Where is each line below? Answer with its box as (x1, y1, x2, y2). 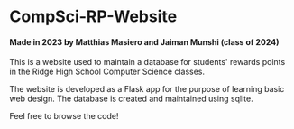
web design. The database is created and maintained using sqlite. (9, 93, 254, 105)
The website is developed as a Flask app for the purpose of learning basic (9, 84, 285, 95)
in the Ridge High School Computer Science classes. (9, 66, 206, 78)
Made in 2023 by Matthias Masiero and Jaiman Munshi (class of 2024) (9, 36, 280, 47)
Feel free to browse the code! (9, 111, 119, 122)
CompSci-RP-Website (9, 6, 178, 27)
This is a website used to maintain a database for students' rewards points (9, 57, 286, 68)
